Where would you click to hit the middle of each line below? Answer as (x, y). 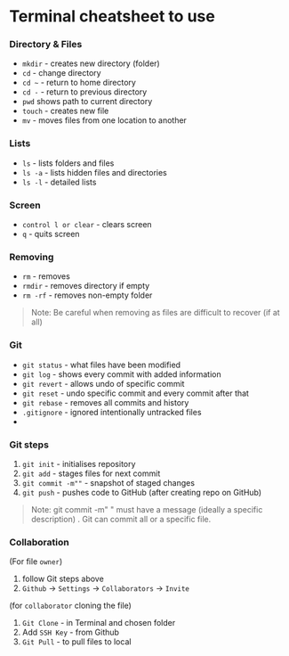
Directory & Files (46, 45)
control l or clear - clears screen (87, 225)
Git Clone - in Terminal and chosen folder (99, 623)
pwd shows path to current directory (87, 102)
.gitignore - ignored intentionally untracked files (112, 412)
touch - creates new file (65, 111)
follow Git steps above (63, 579)
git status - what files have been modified (101, 365)
